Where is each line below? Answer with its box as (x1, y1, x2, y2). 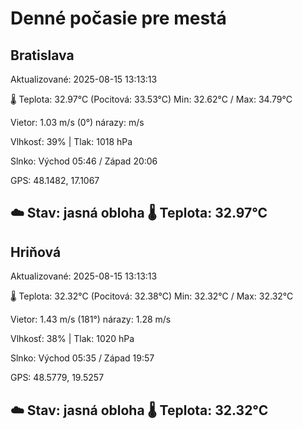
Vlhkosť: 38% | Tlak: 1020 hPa (10, 333, 135, 345)
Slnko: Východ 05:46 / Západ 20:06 (10, 155, 158, 167)
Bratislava (10, 47, 75, 64)
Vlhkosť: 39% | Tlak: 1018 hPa (10, 136, 133, 147)
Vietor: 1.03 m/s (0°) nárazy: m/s (10, 117, 145, 128)
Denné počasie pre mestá (10, 7, 227, 30)
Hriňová (10, 243, 62, 261)
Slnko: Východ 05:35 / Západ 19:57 (10, 352, 155, 364)
